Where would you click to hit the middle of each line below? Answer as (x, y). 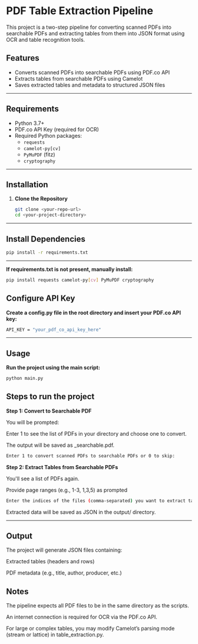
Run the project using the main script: (53, 368)
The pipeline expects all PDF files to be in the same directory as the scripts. (98, 606)
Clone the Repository (41, 199)
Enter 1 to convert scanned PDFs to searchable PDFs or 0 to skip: (91, 456)
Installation (27, 185)
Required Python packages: (48, 135)
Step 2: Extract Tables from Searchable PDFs (62, 467)
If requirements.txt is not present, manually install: (70, 269)
